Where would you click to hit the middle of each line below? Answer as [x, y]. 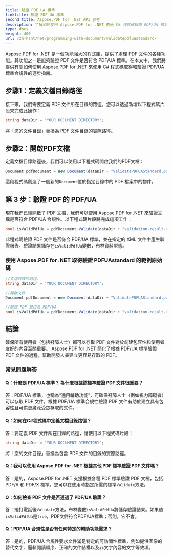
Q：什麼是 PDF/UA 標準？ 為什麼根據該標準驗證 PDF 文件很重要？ [74, 383]
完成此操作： [28, 110]
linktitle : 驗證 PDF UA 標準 [35, 15]
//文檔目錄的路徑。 [23, 279]
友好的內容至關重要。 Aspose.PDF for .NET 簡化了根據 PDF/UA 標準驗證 [81, 348]
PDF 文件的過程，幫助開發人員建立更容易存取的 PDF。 [62, 355]
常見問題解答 [21, 369]
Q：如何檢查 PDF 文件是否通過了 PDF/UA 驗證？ [56, 497]
